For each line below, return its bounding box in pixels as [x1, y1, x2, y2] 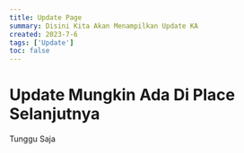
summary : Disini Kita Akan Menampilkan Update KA [9, 21, 199, 30]
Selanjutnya [9, 104, 100, 124]
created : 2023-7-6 [9, 30, 78, 38]
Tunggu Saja [9, 133, 57, 144]
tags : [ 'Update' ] [9, 38, 74, 47]
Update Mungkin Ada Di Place [9, 85, 236, 106]
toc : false [9, 47, 50, 55]
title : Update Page [9, 13, 83, 22]
